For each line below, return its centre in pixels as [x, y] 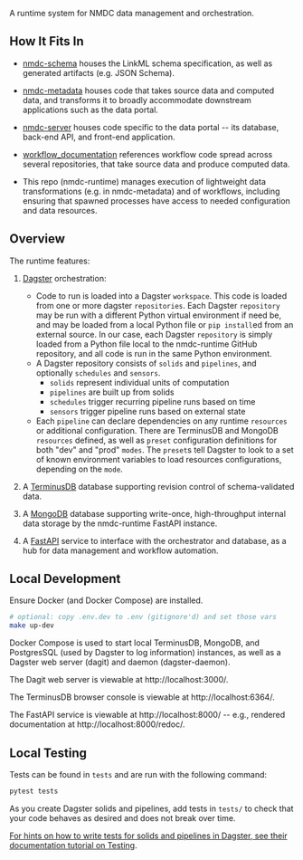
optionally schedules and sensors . [98, 373]
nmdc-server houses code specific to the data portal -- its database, [151, 127]
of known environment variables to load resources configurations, [159, 459]
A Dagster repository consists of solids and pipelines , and [146, 363]
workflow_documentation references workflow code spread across [147, 154]
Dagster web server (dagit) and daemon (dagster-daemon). [120, 662]
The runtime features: [50, 261]
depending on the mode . [80, 469]
